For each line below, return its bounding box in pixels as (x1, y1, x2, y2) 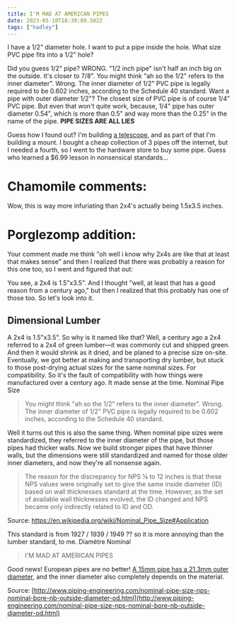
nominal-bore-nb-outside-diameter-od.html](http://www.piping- (7, 594, 195, 603)
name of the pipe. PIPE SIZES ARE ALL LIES (7, 117, 135, 126)
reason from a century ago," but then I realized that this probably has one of (7, 286, 229, 295)
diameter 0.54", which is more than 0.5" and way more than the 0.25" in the (7, 109, 228, 118)
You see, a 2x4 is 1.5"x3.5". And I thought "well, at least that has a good (7, 279, 216, 287)
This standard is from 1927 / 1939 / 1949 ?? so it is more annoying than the (7, 530, 224, 539)
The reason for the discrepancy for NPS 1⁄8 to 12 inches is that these (24, 472, 222, 481)
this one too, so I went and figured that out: (7, 265, 133, 274)
